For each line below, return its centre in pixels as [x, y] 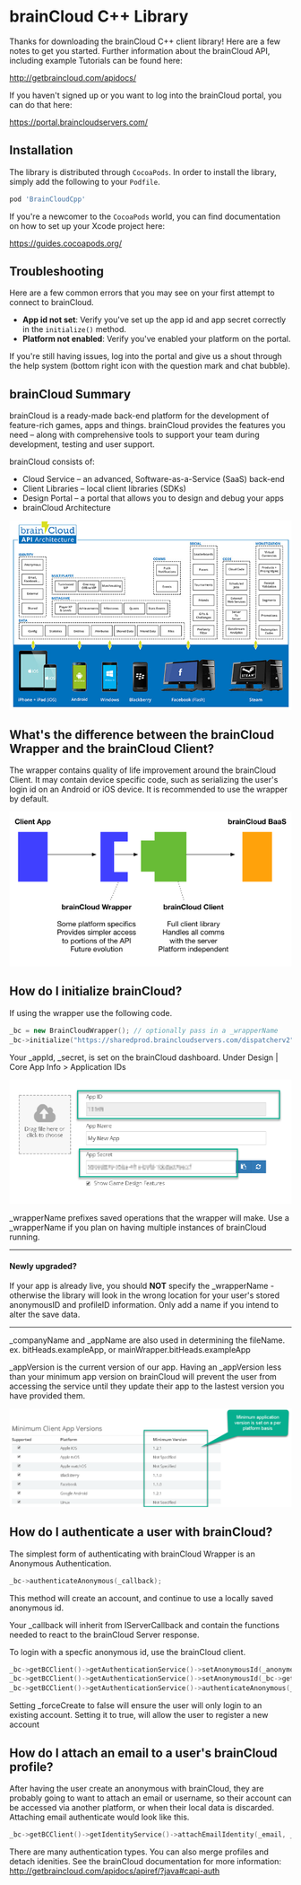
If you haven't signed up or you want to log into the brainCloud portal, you [146, 95]
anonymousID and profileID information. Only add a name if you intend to [144, 1305]
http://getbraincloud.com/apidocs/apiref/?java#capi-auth [115, 1871]
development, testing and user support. [82, 444]
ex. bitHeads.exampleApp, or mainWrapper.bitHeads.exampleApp [130, 1350]
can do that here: [41, 104]
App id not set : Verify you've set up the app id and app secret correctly [154, 320]
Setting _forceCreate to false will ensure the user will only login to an [136, 1705]
